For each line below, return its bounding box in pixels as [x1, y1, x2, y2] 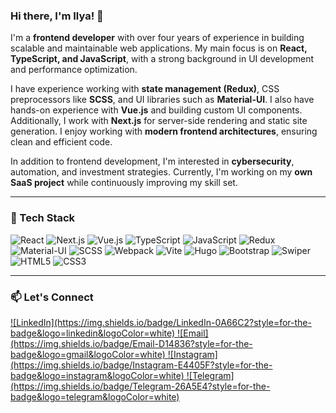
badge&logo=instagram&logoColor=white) [10, 369, 185, 381]
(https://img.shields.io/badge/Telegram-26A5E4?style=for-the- [10, 380, 271, 392]
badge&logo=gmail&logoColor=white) [10, 348, 166, 360]
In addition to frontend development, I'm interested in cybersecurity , [10, 155, 295, 168]
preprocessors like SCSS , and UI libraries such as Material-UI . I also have [10, 94, 315, 106]
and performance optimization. [10, 64, 138, 76]
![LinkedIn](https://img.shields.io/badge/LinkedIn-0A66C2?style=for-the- [10, 316, 312, 328]
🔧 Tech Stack [10, 211, 76, 225]
